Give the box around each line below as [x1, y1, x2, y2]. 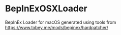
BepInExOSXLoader [5, 3, 88, 14]
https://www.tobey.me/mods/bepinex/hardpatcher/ [5, 24, 109, 30]
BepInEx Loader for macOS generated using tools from [5, 19, 117, 25]
